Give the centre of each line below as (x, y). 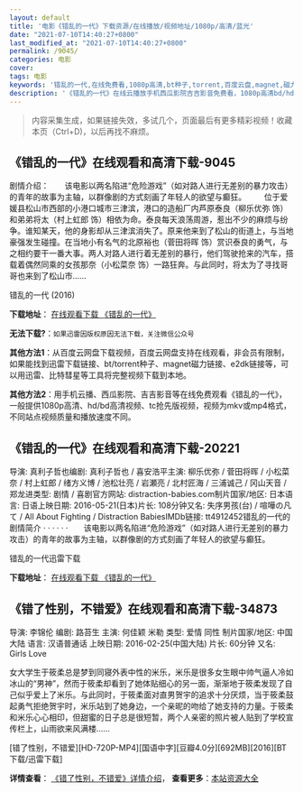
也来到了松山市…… (52, 276)
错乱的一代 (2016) (42, 295)
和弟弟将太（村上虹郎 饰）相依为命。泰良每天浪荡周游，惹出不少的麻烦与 (145, 220)
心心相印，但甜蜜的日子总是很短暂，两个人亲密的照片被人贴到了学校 (159, 717)
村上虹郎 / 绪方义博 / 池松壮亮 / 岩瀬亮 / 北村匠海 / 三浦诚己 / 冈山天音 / (155, 483)
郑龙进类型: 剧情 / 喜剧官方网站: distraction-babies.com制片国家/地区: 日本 (147, 494)
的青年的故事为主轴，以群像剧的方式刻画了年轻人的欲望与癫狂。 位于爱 (149, 197)
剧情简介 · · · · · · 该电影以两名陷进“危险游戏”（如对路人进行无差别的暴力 (149, 528)
